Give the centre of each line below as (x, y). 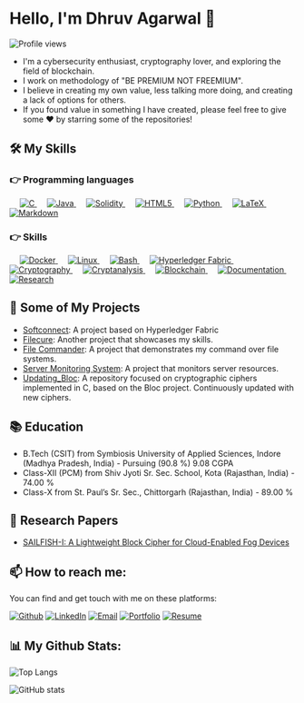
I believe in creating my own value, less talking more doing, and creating (157, 90)
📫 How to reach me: (68, 572)
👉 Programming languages (72, 180)
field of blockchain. (59, 71)
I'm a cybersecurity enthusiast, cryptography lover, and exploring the (152, 61)
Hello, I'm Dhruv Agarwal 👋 (113, 19)
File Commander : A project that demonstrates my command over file (151, 349)
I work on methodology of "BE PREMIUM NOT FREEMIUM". (132, 80)
